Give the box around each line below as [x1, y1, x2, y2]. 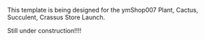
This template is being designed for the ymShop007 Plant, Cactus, [7, 6, 199, 14]
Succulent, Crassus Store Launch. [7, 13, 106, 21]
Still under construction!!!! [7, 27, 82, 34]
